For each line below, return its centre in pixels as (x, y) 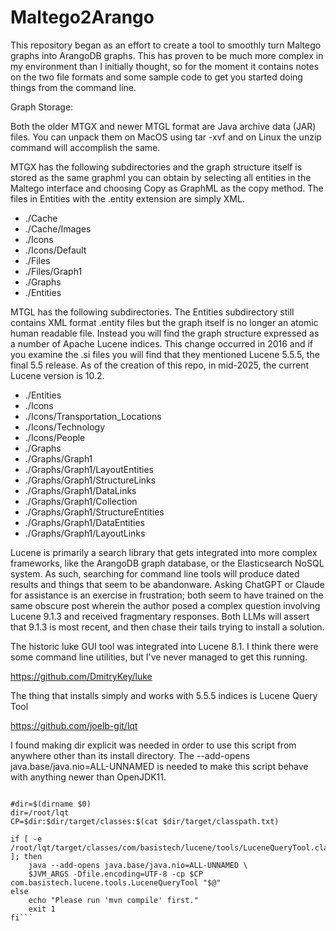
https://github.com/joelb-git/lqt (74, 725)
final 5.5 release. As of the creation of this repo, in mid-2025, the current (160, 365)
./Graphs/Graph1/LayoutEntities (89, 469)
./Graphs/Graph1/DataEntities (85, 522)
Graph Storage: (42, 107)
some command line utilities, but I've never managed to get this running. (159, 657)
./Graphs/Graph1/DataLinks (80, 490)
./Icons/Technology (65, 427)
